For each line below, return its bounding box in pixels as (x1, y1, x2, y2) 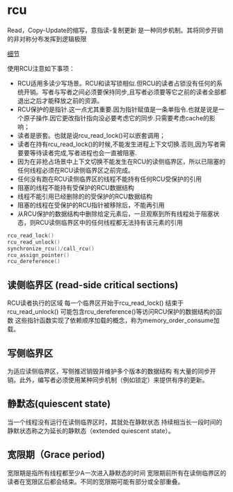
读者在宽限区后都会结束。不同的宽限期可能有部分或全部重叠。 (7, 477, 184, 486)
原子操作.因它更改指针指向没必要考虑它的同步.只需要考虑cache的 (23, 113, 210, 122)
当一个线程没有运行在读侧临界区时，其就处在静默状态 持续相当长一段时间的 (7, 418, 223, 426)
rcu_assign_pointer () (7, 251, 70, 259)
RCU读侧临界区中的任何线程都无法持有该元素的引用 (35, 218, 183, 226)
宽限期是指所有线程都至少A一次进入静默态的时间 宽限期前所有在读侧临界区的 (7, 468, 227, 477)
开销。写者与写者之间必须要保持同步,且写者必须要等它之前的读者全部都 (23, 88, 227, 96)
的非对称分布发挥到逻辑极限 (7, 34, 87, 43)
